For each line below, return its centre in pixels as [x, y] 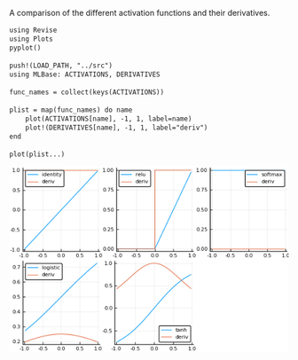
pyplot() [25, 48]
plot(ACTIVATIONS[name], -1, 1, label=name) [109, 119]
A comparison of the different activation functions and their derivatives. [140, 13]
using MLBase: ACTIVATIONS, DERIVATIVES [85, 74]
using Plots [31, 39]
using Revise [33, 30]
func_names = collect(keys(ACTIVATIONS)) [87, 92]
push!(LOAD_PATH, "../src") [61, 66]
